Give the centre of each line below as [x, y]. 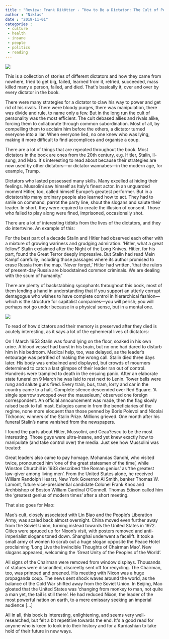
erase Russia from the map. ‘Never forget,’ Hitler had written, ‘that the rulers [84, 265]
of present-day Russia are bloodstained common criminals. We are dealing [82, 270]
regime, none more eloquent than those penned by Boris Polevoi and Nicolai [84, 411]
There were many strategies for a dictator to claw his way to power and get [83, 102]
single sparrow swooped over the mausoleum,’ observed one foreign [76, 395]
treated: [13, 447]
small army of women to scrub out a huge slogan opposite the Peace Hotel [82, 541]
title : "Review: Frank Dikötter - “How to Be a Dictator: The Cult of [82, 10]
